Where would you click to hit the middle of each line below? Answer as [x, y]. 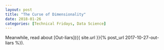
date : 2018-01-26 [23, 19]
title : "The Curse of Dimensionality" [45, 14]
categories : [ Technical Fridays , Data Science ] [56, 24]
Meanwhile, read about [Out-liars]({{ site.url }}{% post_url [64, 38]
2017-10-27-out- [142, 38]
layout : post [19, 10]
